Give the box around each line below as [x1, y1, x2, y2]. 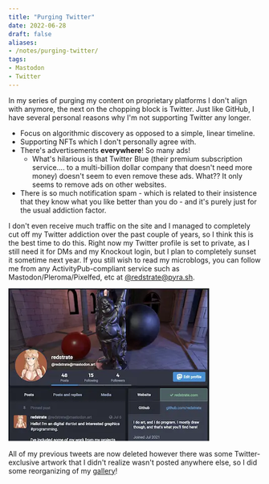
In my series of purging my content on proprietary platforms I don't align [8, 95, 247, 105]
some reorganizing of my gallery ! [8, 465, 118, 475]
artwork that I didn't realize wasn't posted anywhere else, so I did [41, 457, 258, 467]
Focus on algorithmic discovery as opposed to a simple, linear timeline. [19, 128, 255, 138]
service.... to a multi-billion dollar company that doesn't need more [31, 162, 253, 172]
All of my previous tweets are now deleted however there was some [8, 449, 233, 458]
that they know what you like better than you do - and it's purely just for [19, 196, 257, 206]
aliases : [8, 39, 38, 47]
